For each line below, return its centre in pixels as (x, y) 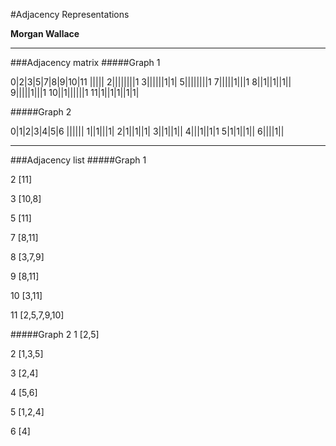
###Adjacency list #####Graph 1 (78, 160)
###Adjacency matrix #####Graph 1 (85, 62)
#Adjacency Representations (70, 14)
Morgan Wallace (45, 33)
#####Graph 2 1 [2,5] (55, 334)
